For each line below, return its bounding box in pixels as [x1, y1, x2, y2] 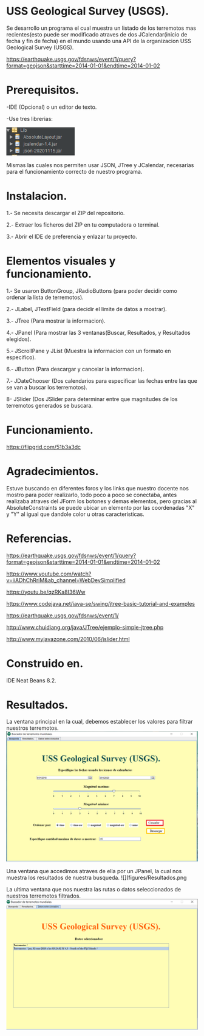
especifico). [6, 354, 36, 361]
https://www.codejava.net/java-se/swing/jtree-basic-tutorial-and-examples [6, 600, 195, 607]
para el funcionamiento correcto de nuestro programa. [6, 168, 143, 175]
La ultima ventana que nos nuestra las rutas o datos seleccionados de [6, 885, 181, 893]
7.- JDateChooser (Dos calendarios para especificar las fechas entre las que [6, 377, 197, 384]
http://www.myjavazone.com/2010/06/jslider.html [6, 635, 130, 642]
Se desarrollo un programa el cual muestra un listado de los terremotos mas [6, 24, 196, 32]
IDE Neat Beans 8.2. [6, 676, 56, 684]
